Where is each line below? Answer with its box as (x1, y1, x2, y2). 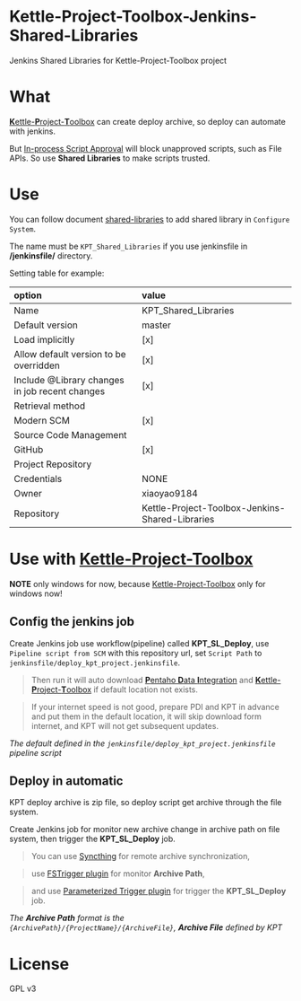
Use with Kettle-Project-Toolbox (9, 549, 254, 569)
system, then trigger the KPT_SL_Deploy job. (9, 833, 176, 845)
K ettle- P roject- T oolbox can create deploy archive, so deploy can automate (9, 116, 287, 127)
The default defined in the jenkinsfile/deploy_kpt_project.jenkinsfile (9, 738, 276, 749)
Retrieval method (13, 400, 86, 412)
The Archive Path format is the (9, 913, 125, 924)
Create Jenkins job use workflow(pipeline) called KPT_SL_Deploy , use (9, 637, 270, 648)
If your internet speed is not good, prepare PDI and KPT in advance (30, 701, 279, 712)
